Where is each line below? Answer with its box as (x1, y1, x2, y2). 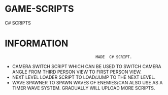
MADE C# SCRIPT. (95, 54, 132, 59)
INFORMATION (5, 38, 69, 49)
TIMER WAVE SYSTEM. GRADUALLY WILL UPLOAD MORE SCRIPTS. (12, 85, 155, 91)
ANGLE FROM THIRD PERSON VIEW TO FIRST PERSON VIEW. (12, 69, 142, 75)
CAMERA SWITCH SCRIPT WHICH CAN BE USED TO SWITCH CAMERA (12, 63, 162, 69)
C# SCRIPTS (5, 20, 31, 26)
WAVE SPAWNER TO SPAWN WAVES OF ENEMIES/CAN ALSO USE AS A (12, 79, 163, 85)
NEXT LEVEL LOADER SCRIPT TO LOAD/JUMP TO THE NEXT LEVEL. (12, 74, 156, 80)
